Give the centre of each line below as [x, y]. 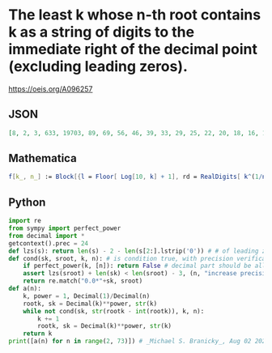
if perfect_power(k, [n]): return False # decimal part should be [137, 266]
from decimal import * [47, 236]
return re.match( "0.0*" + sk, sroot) [83, 281]
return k [38, 334]
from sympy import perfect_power [65, 228]
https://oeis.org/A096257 [51, 89]
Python [27, 202]
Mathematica [42, 158]
